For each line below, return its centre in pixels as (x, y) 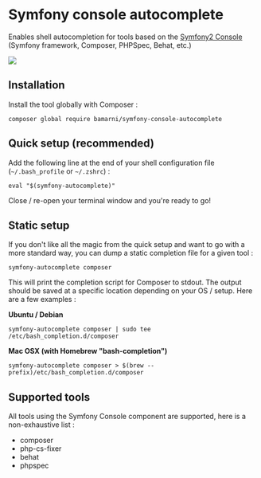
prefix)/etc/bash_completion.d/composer (76, 373)
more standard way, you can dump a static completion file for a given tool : (131, 253)
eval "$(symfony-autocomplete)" (62, 186)
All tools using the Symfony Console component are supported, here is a (127, 417)
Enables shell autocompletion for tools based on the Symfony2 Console (125, 37)
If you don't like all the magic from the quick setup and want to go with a (127, 245)
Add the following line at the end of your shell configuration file (111, 163)
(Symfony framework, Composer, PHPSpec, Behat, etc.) (100, 45)
